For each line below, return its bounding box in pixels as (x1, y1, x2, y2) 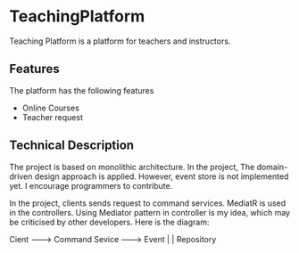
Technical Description (9, 138, 135, 153)
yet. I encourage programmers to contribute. (9, 180, 173, 191)
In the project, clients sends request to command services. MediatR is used (9, 198, 287, 208)
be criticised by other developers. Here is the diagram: (9, 216, 210, 227)
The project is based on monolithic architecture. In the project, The (9, 161, 255, 172)
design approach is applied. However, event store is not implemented (34, 171, 289, 182)
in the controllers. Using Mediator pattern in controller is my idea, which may (9, 207, 291, 217)
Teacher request (21, 111, 83, 122)
